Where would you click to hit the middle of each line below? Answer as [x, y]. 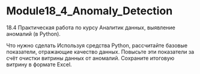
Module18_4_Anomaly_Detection [89, 11]
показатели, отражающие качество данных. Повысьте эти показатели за [100, 51]
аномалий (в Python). [34, 33]
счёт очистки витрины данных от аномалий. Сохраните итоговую [90, 58]
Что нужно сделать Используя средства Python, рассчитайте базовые [97, 45]
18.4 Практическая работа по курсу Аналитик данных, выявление [91, 27]
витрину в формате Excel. [39, 64]
